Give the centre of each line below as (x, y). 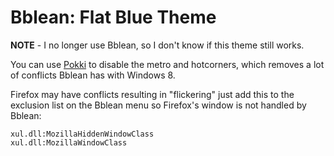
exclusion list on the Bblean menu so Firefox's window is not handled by (158, 105)
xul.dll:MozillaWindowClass (69, 142)
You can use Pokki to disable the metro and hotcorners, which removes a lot (167, 64)
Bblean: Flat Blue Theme (113, 17)
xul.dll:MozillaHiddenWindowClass (82, 134)
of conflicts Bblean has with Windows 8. (93, 75)
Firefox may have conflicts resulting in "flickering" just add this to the (152, 94)
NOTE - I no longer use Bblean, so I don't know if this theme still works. (157, 45)
